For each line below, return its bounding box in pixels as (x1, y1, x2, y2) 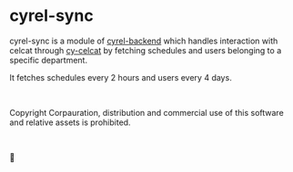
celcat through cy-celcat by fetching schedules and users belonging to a (9, 44, 282, 55)
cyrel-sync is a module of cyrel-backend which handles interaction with (9, 35, 278, 46)
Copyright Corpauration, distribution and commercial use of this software (9, 107, 284, 118)
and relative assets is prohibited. (9, 117, 131, 128)
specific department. (9, 54, 88, 65)
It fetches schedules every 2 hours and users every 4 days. (9, 72, 232, 82)
